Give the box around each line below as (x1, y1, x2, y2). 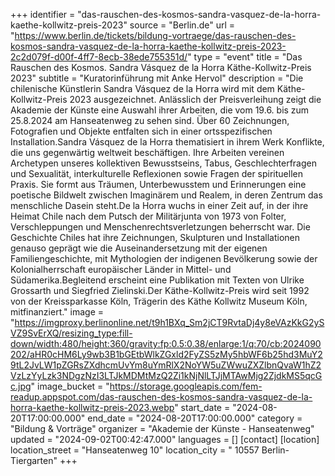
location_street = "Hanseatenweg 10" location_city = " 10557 (10, 444, 260, 456)
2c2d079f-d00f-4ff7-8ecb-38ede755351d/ (10, 51, 188, 63)
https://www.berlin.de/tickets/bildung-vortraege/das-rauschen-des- (14, 30, 297, 41)
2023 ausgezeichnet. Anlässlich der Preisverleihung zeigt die (69, 94, 322, 105)
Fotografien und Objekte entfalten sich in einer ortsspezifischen (10, 125, 273, 137)
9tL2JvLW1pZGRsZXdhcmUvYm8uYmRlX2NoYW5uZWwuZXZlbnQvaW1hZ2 (10, 359, 322, 371)
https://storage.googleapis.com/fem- (109, 380, 263, 392)
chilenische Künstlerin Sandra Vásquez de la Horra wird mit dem (10, 83, 275, 94)
